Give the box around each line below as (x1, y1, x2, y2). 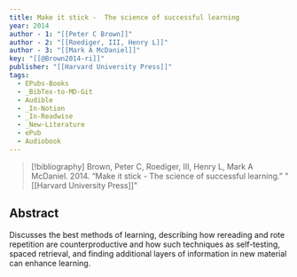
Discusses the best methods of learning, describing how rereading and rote (9, 229, 285, 240)
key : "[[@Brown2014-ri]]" (9, 54, 105, 63)
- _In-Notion (17, 104, 66, 113)
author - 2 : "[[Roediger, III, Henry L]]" (9, 37, 168, 47)
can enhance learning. (9, 257, 91, 268)
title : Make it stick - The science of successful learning (9, 12, 240, 22)
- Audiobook (17, 137, 62, 146)
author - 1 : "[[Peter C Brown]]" (9, 29, 133, 38)
